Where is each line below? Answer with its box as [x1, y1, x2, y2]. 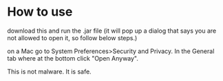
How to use [7, 4, 73, 20]
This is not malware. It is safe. [7, 67, 92, 76]
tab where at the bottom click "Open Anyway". [7, 54, 139, 62]
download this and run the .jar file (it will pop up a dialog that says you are [7, 27, 217, 35]
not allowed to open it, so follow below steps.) [7, 33, 138, 42]
